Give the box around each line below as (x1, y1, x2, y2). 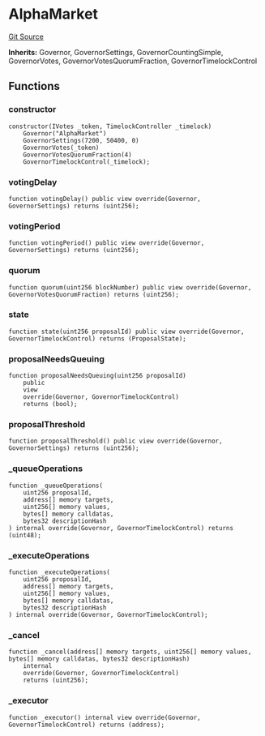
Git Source (8, 32, 45, 41)
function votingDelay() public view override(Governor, (8, 195, 201, 203)
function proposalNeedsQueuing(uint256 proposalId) (8, 372, 186, 380)
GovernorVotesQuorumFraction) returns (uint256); (8, 290, 180, 298)
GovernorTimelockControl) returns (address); (8, 721, 165, 729)
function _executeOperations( (8, 568, 111, 576)
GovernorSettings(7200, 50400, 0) (23, 136, 139, 144)
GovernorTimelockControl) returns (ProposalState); (8, 334, 186, 343)
